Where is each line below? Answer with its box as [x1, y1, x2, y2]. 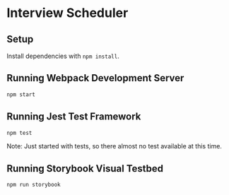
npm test [6, 129, 33, 136]
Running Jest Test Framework [6, 111, 141, 123]
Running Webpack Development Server [6, 72, 184, 84]
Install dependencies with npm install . [6, 52, 119, 60]
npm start [6, 90, 36, 98]
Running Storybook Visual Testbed [6, 162, 164, 175]
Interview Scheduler [6, 5, 129, 21]
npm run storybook [6, 182, 61, 189]
